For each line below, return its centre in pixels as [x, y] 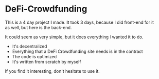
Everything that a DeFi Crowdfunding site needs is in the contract [78, 51]
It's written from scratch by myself [46, 62]
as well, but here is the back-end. [38, 27]
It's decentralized [29, 46]
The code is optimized [34, 56]
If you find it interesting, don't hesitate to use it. [52, 71]
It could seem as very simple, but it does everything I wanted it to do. [74, 37]
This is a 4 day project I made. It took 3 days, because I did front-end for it [79, 22]
